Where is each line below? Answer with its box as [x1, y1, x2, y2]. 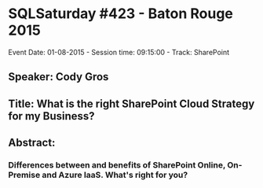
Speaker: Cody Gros [8, 70, 109, 83]
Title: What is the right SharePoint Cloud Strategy [8, 97, 255, 110]
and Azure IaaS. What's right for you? [42, 170, 188, 181]
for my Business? [8, 109, 96, 123]
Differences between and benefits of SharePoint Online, [8, 160, 226, 171]
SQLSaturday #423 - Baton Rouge [8, 5, 234, 23]
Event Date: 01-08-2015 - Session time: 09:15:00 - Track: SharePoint [8, 47, 230, 57]
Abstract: [8, 136, 56, 149]
